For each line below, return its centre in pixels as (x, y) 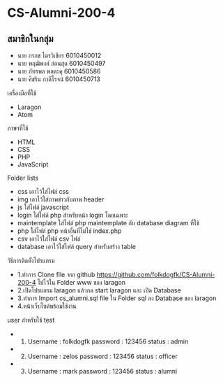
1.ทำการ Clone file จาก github (56, 275)
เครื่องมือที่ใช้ (22, 93)
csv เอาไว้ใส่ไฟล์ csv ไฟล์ (49, 239)
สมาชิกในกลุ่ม (30, 39)
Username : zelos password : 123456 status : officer (102, 356)
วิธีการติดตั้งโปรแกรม (31, 261)
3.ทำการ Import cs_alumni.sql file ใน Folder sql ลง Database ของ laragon (117, 298)
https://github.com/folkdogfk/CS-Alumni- (156, 275)
